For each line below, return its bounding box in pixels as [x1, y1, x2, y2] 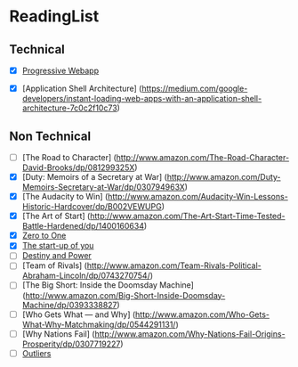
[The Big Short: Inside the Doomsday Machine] [21, 280, 194, 290]
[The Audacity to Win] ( [21, 192, 109, 202]
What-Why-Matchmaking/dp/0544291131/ [21, 319, 176, 330]
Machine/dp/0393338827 [21, 299, 117, 310]
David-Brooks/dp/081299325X [21, 162, 135, 173]
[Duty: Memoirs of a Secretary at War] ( [21, 172, 167, 182]
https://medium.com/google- [141, 83, 248, 94]
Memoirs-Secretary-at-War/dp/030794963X [21, 182, 185, 192]
